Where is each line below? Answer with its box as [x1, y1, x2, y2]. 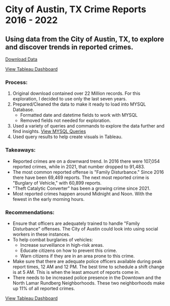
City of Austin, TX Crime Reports [5, 4, 146, 15]
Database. [12, 107, 35, 113]
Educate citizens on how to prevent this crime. [20, 247, 118, 253]
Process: [5, 79, 28, 86]
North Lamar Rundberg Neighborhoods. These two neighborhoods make [12, 279, 165, 286]
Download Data [5, 56, 38, 62]
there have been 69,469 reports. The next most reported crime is [12, 174, 149, 181]
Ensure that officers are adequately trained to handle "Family [12, 220, 140, 226]
